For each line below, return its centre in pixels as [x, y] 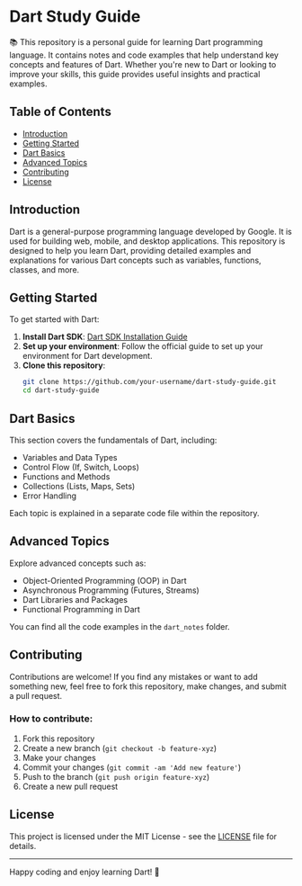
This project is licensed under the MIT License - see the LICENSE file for [143, 836]
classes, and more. [44, 269]
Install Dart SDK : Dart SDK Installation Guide [105, 337]
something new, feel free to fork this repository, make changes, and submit [148, 686]
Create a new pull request [70, 786]
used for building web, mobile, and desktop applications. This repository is [147, 241]
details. [23, 846]
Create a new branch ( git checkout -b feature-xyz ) [120, 747]
